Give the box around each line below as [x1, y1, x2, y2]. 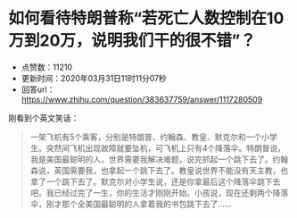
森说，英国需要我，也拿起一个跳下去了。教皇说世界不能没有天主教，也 [29, 164, 289, 175]
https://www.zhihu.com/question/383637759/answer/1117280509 [21, 94, 263, 105]
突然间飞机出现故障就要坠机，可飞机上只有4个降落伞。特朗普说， [45, 142, 286, 153]
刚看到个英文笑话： [8, 113, 79, 123]
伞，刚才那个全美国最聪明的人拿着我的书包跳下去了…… [29, 198, 232, 209]
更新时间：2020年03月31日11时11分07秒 [21, 72, 167, 83]
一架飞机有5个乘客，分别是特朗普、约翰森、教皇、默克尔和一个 [29, 131, 262, 142]
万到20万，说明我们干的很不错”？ [8, 30, 256, 51]
